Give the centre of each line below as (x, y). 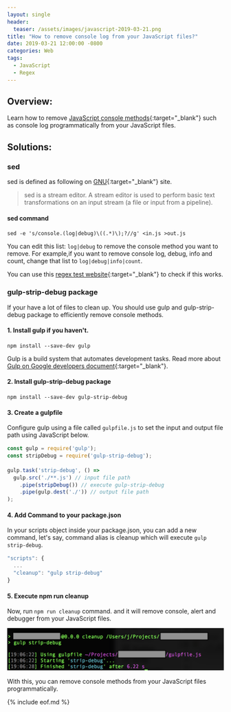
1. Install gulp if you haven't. (48, 330)
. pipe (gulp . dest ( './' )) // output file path (84, 492)
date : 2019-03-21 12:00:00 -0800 (55, 44)
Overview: (30, 102)
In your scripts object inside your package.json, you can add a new (102, 530)
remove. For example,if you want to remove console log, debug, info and (110, 254)
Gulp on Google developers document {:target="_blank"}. (88, 366)
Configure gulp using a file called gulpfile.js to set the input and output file (115, 428)
